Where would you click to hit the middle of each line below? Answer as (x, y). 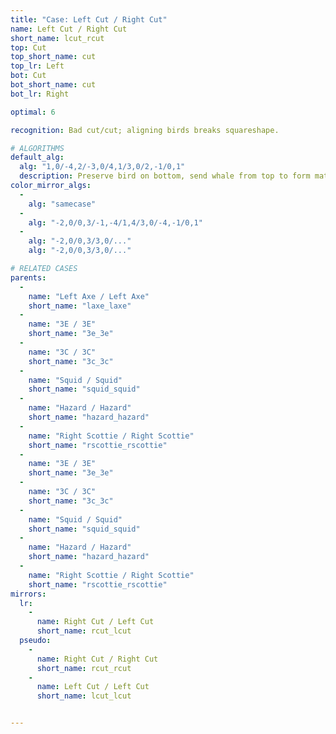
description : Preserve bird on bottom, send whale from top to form (165, 176)
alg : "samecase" (62, 204)
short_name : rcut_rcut (84, 668)
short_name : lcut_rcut (57, 38)
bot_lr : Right (40, 94)
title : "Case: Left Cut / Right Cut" (89, 19)
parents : (28, 277)
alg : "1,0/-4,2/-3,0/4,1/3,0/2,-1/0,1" (102, 167)
